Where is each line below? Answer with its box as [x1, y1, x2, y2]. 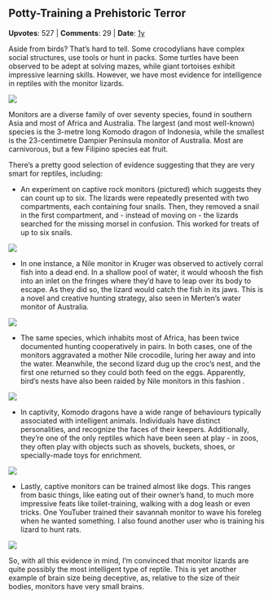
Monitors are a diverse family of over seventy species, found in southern [8, 109, 253, 119]
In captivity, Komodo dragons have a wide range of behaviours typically [20, 407, 262, 417]
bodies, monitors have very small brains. [8, 581, 144, 591]
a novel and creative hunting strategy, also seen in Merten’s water [20, 293, 242, 303]
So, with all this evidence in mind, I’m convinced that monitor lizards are [8, 555, 249, 565]
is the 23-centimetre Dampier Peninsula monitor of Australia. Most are [8, 135, 244, 145]
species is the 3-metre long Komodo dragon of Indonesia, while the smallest [8, 126, 265, 137]
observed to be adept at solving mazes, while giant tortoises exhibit [8, 61, 236, 71]
